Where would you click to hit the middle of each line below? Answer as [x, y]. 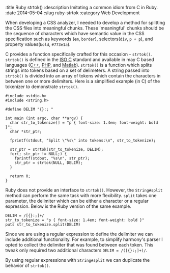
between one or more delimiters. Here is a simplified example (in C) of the [83, 81]
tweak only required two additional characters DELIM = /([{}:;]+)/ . [76, 250]
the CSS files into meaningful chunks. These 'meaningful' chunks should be [85, 28]
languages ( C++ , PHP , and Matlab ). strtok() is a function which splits [79, 65]
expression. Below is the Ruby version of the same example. [68, 206]
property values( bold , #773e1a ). [38, 44]
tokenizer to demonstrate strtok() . [42, 87]
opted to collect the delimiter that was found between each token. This [79, 245]
